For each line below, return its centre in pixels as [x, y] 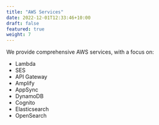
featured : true [25, 29]
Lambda [25, 64]
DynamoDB [29, 96]
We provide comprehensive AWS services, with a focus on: [80, 52]
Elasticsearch [32, 109]
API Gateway [31, 77]
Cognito [25, 103]
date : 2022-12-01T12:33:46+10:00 [49, 18]
